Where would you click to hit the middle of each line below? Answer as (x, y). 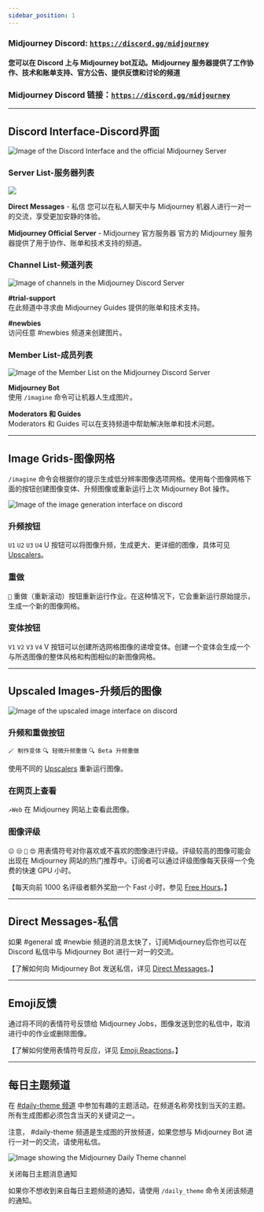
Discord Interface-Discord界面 (84, 131)
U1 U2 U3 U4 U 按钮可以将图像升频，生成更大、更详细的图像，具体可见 (119, 545)
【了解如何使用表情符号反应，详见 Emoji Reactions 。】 (95, 1050)
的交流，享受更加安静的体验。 (56, 216)
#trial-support (32, 298)
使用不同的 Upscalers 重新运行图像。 (68, 768)
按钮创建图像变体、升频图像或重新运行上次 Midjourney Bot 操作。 (128, 489)
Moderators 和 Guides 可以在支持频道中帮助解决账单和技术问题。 (114, 424)
